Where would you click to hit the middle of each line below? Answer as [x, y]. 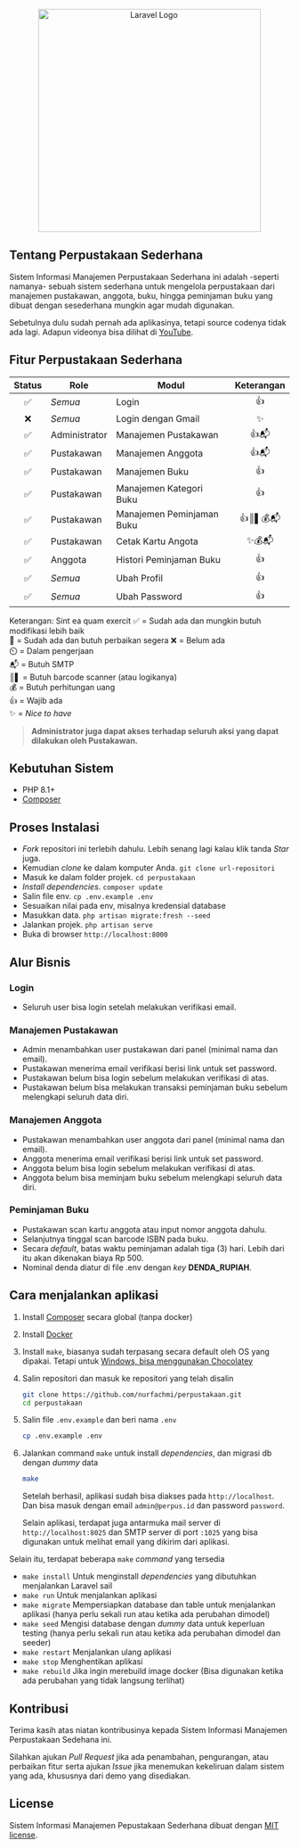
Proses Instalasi [54, 827]
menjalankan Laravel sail [67, 1586]
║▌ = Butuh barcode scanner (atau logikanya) [93, 677]
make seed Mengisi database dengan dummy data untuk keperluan [143, 1624]
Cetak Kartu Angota [157, 541]
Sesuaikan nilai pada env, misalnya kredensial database [124, 906]
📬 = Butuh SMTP [42, 664]
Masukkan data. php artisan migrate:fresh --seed [116, 915]
